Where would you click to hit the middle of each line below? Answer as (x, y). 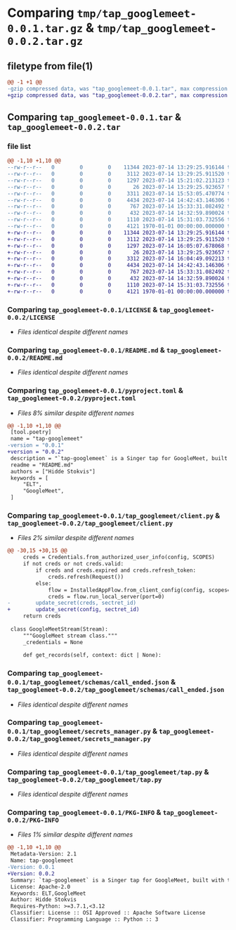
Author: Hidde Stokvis (44, 900)
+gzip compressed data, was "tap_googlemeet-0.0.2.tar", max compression (118, 95)
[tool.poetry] (31, 432)
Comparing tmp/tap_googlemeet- (102, 13)
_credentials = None (53, 642)
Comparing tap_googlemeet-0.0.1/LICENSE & (83, 309)
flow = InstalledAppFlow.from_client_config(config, (127, 590)
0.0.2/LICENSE (31, 317)
